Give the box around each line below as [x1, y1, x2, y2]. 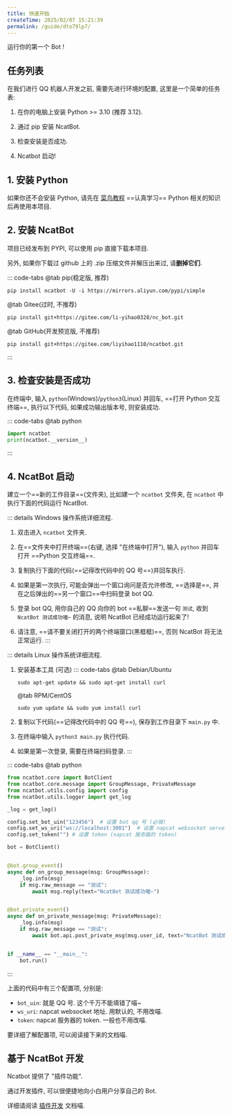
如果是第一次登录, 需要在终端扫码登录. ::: [17, 747, 133, 756]
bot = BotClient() [7, 844, 60, 851]
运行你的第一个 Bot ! [7, 43, 65, 51]
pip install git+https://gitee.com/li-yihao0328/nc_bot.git [7, 314, 184, 321]
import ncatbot [7, 430, 51, 437]
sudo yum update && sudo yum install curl [17, 705, 142, 712]
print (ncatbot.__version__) [7, 436, 88, 443]
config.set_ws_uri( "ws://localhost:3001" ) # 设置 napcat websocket [7, 825, 206, 832]
